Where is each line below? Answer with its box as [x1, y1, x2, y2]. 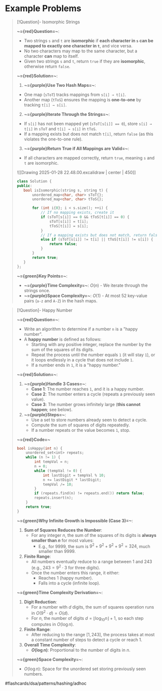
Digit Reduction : [24, 599, 57, 605]
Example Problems [5, 3, 81, 14]
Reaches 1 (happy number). [38, 575, 93, 581]
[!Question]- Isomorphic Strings [16, 19, 81, 25]
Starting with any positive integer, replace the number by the [31, 341, 152, 347]
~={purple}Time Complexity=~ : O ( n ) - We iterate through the [24, 282, 148, 288]
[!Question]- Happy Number [16, 307, 73, 313]
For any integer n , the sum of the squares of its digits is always [31, 532, 157, 538]
